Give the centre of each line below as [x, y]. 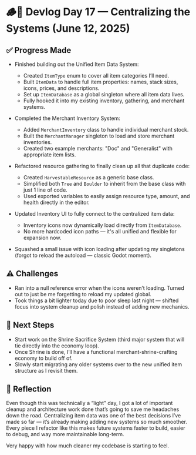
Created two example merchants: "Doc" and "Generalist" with [98, 148]
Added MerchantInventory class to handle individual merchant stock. [106, 130]
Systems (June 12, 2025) [68, 29]
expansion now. [42, 237]
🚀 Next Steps [30, 325]
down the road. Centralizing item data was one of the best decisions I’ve [94, 416]
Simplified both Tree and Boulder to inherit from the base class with [104, 184]
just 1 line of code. [45, 190]
